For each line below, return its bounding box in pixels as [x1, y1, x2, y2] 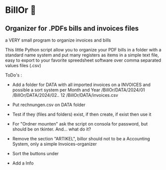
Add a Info [12, 160, 34, 166]
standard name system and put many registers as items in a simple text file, [5, 52, 160, 58]
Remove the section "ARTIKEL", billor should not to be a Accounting [12, 136, 150, 141]
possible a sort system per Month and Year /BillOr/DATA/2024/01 [12, 87, 145, 93]
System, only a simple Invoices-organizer [12, 141, 97, 147]
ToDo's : [5, 72, 22, 78]
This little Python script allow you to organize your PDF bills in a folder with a [5, 47, 162, 52]
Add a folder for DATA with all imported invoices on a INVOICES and [12, 82, 151, 87]
